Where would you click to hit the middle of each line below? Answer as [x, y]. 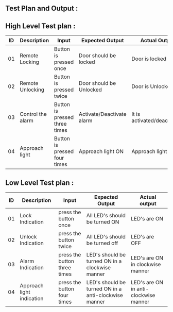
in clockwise [146, 265]
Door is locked [149, 59]
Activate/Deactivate [103, 114]
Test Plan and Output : [42, 8]
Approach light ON [101, 151]
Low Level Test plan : [40, 183]
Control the [33, 114]
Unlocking [32, 90]
